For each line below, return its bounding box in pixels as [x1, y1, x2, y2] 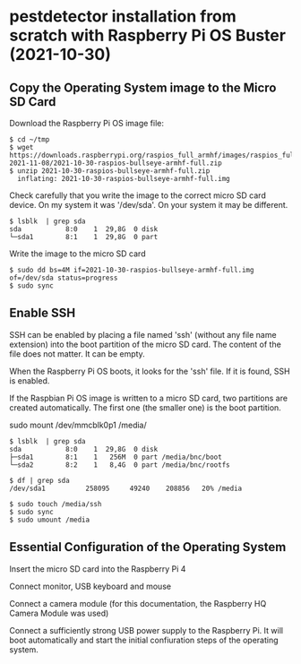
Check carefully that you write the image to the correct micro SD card [9, 190, 266, 201]
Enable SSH [9, 306, 76, 321]
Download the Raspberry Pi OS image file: [9, 118, 164, 128]
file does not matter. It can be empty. [9, 348, 145, 359]
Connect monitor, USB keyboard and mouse [9, 581, 172, 591]
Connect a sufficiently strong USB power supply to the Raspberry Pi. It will [9, 625, 284, 635]
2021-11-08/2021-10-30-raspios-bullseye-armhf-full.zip [9, 159, 222, 168]
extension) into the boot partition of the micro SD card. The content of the [9, 339, 282, 349]
